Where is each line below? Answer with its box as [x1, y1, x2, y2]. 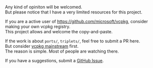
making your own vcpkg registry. [5, 24, 71, 29]
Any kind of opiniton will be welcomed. [5, 4, 82, 10]
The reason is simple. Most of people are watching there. [5, 48, 119, 54]
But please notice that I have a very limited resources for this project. [5, 9, 143, 15]
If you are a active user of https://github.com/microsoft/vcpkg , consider [5, 19, 148, 24]
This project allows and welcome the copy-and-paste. [5, 29, 113, 34]
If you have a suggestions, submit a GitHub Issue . [5, 58, 104, 63]
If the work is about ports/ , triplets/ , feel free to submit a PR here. [5, 38, 140, 44]
